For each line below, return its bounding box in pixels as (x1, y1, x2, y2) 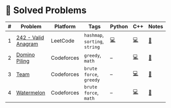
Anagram (16, 40, 38, 47)
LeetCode (50, 37, 75, 44)
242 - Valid (16, 34, 44, 41)
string (83, 44, 100, 50)
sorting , (83, 38, 104, 45)
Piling (16, 57, 30, 64)
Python (110, 23, 128, 30)
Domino (16, 51, 35, 58)
